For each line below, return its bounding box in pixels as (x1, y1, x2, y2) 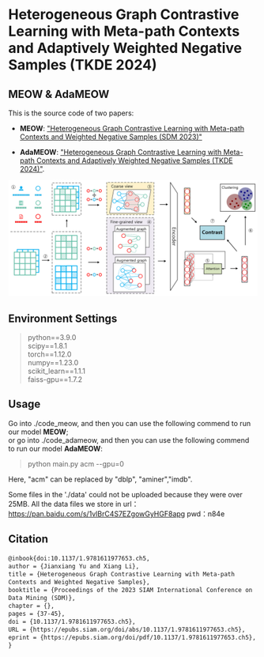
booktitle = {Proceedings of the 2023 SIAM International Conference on (8, 586, 253, 594)
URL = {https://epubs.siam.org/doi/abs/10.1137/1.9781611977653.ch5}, (8, 625, 246, 633)
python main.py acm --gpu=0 (27, 459, 125, 468)
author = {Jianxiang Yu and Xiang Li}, (8, 562, 140, 570)
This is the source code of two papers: (8, 108, 134, 118)
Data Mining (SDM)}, (8, 594, 77, 602)
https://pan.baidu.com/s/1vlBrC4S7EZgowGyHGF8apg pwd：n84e (8, 508, 225, 519)
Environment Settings (8, 312, 118, 325)
